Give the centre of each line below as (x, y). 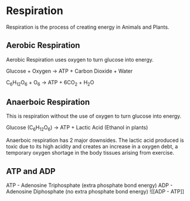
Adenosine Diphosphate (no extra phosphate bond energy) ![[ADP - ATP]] (95, 191)
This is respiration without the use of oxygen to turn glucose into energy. (94, 116)
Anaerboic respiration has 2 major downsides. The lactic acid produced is (95, 140)
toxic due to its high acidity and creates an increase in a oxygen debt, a (92, 147)
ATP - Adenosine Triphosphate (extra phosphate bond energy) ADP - (89, 185)
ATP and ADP (31, 171)
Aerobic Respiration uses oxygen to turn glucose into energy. (80, 59)
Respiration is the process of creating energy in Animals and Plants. (88, 27)
